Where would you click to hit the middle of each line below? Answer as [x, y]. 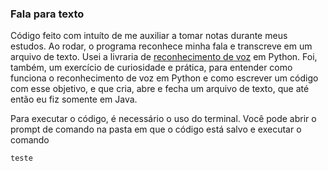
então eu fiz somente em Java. [74, 99]
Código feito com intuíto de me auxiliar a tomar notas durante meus [149, 36]
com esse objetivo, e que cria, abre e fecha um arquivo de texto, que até [160, 89]
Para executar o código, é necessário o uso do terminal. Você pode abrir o [163, 119]
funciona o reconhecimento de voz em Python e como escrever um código [164, 78]
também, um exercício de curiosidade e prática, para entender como [151, 68]
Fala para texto [47, 14]
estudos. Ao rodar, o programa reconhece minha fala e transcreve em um [161, 46]
